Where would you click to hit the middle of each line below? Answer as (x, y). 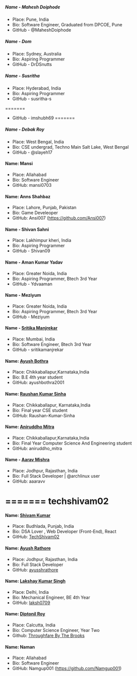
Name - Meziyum (23, 295)
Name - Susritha (22, 76)
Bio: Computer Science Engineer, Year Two (56, 630)
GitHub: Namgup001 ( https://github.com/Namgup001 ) (67, 669)
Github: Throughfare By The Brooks (48, 635)
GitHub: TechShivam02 (36, 537)
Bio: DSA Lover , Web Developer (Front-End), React (64, 532)
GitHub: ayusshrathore (35, 569)
